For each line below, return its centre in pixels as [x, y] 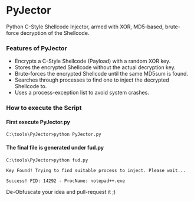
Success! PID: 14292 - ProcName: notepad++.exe [66, 181]
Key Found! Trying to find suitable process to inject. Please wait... [96, 170]
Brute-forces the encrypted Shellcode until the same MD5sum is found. [101, 74]
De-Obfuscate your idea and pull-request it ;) [61, 192]
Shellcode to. [31, 86]
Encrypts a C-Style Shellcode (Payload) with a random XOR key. [93, 61]
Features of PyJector [37, 48]
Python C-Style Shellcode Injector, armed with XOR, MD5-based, [85, 27]
